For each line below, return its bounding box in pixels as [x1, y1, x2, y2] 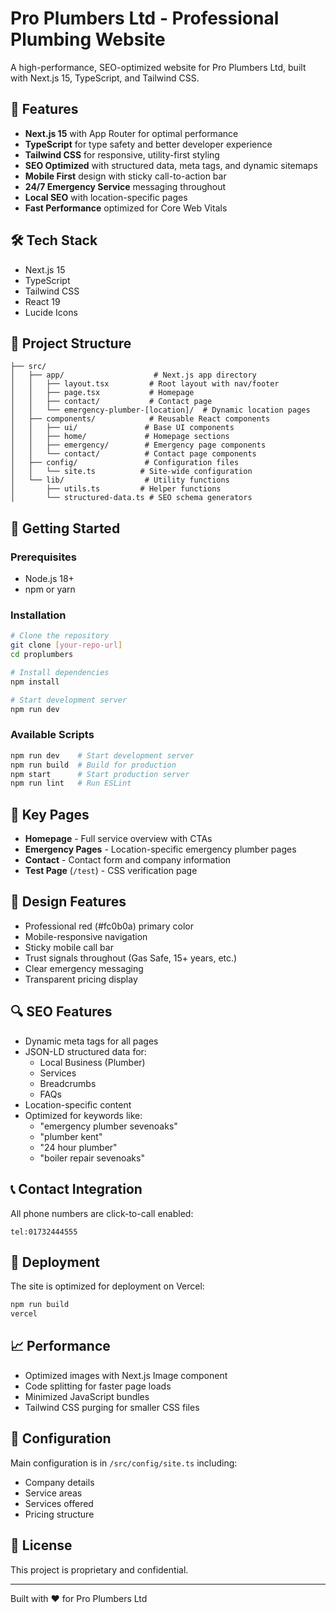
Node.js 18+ [24, 573, 75, 585]
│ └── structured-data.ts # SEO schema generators [10, 493, 253, 503]
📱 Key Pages [10, 806, 90, 823]
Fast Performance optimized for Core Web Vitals [24, 202, 228, 214]
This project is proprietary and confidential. [10, 1563, 189, 1576]
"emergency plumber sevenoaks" [39, 1120, 178, 1132]
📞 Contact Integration [10, 1181, 143, 1198]
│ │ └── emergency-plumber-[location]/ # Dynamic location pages [10, 405, 311, 416]
